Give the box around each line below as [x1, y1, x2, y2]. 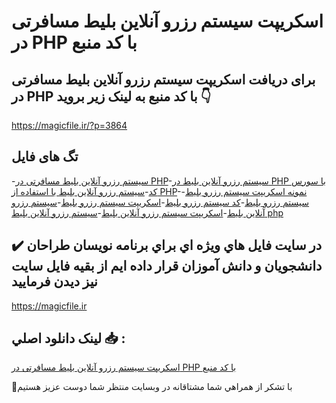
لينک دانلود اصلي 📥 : [11, 330, 126, 347]
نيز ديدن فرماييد [11, 273, 98, 290]
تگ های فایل [11, 148, 79, 165]
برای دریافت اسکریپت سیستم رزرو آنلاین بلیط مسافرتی [11, 71, 316, 88]
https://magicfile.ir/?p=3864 [11, 120, 128, 131]
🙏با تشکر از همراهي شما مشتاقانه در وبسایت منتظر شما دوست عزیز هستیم [11, 381, 293, 393]
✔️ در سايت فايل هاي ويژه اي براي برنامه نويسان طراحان [11, 237, 323, 254]
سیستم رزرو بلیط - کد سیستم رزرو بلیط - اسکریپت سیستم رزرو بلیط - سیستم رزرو [11, 196, 310, 208]
